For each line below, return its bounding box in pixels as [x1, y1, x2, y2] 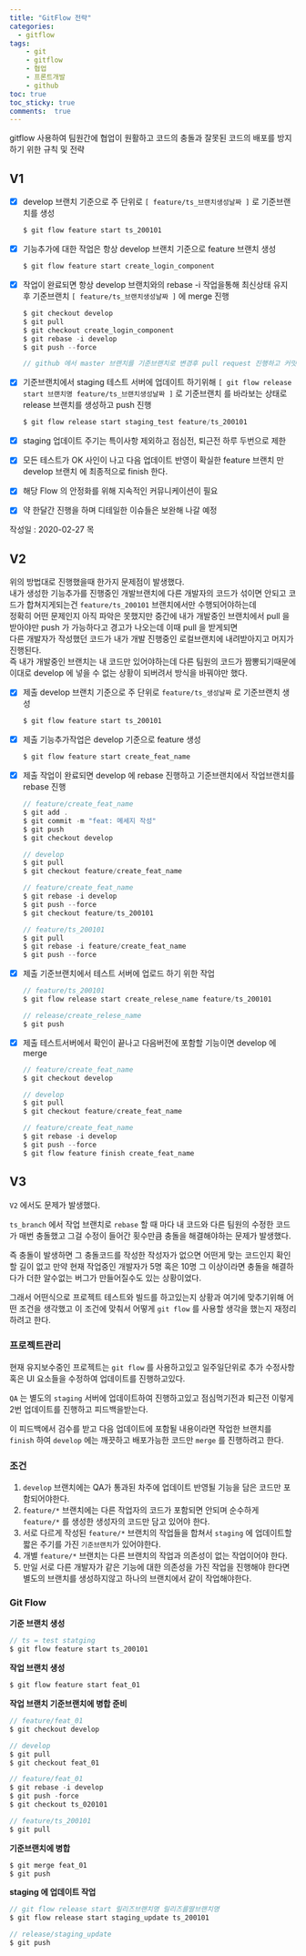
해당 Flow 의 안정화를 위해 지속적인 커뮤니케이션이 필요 [22, 485, 219, 496]
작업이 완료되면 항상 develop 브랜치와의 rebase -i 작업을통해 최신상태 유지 [22, 279, 289, 290]
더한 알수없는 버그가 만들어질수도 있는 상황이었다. [25, 1272, 202, 1283]
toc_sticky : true [9, 97, 76, 107]
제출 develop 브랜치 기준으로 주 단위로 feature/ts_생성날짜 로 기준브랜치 [22, 687, 280, 698]
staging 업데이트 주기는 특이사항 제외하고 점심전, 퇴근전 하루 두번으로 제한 [22, 435, 287, 446]
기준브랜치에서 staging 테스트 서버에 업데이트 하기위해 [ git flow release [22, 377, 292, 388]
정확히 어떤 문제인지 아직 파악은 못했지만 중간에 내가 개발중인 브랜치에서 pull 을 [9, 611, 290, 622]
